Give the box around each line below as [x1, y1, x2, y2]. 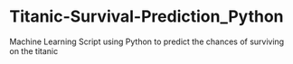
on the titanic [9, 45, 59, 56]
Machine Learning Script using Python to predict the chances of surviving [9, 36, 285, 47]
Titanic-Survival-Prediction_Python [9, 6, 284, 27]
